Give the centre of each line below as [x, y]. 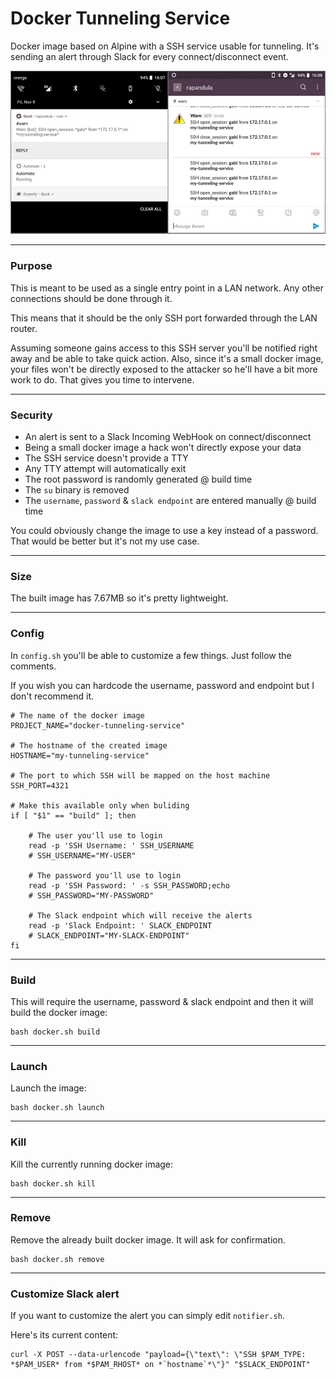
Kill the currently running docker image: [92, 1164]
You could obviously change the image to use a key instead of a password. [164, 531]
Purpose [31, 266]
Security [31, 415]
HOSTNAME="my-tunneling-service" [80, 755]
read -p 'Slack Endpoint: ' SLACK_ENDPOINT [120, 925]
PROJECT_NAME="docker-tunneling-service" [98, 725]
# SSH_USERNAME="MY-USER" [82, 855]
